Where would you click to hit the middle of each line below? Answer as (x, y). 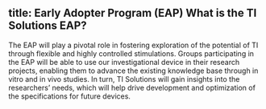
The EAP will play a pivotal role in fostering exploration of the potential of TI (133, 45)
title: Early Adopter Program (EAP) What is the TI (133, 13)
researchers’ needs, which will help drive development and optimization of (132, 87)
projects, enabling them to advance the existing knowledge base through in (133, 71)
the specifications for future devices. (70, 96)
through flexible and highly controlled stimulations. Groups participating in (131, 53)
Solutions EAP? (48, 26)
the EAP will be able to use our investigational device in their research (124, 62)
